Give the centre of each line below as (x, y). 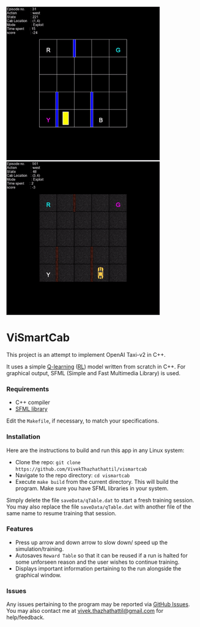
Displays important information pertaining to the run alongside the (98, 568)
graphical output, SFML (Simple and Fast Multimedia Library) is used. (94, 373)
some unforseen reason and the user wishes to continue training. (97, 562)
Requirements (28, 389)
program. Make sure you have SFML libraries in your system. (92, 488)
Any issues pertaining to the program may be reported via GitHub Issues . (98, 604)
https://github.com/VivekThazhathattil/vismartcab (81, 469)
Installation (24, 437)
